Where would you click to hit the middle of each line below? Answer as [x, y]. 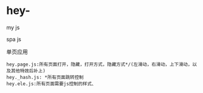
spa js [14, 39]
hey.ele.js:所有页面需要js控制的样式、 [51, 84]
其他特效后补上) [28, 71]
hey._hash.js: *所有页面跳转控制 [45, 77]
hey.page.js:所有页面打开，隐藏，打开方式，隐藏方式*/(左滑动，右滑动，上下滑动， [99, 64]
